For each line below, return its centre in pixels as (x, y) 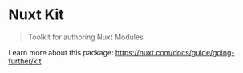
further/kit (25, 61)
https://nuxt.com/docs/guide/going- (175, 52)
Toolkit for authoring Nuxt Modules (85, 37)
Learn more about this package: (61, 52)
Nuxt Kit (36, 15)
